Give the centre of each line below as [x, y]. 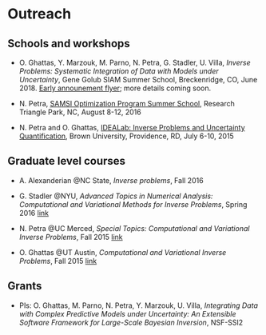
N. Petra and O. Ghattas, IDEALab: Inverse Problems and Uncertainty [132, 128]
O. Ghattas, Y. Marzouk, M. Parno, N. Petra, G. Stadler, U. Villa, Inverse [135, 62]
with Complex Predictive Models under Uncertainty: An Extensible [127, 313]
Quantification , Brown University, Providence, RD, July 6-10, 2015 [127, 136]
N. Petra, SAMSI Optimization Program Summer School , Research [127, 104]
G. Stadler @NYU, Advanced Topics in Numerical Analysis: [116, 196]
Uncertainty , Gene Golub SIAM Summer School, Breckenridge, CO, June [138, 80]
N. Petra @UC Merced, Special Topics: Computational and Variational [134, 228]
